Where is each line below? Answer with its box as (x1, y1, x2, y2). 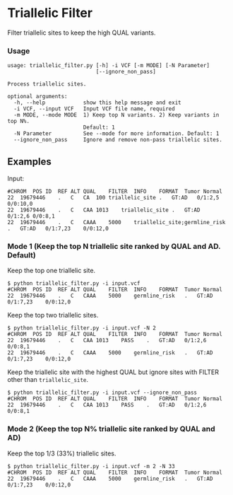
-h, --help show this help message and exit (13, 99, 181, 107)
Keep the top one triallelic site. (7, 267, 96, 275)
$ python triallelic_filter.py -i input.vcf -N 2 (7, 325, 157, 332)
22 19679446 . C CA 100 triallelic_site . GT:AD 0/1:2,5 (7, 194, 220, 202)
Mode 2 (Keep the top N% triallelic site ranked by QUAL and (7, 424, 215, 434)
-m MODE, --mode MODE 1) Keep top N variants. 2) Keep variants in (13, 112, 220, 119)
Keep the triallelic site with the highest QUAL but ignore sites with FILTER (7, 368, 219, 376)
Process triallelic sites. (7, 81, 87, 88)
